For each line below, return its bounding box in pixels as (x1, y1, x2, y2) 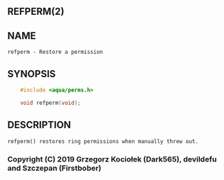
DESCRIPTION (7, 119, 71, 131)
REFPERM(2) (7, 6, 65, 18)
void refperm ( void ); (20, 99, 81, 106)
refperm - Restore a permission (7, 49, 103, 56)
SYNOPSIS (7, 67, 56, 80)
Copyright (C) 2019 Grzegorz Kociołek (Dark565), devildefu (7, 154, 217, 164)
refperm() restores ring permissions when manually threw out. (7, 137, 199, 145)
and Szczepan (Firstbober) (7, 163, 102, 173)
